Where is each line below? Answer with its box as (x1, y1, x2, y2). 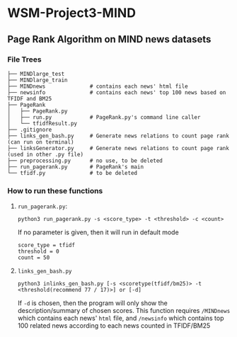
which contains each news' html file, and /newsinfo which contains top (17, 314, 224, 323)
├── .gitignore (7, 126, 52, 133)
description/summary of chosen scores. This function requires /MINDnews (17, 307, 231, 315)
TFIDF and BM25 (7, 95, 52, 102)
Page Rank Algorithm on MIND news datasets (7, 33, 212, 45)
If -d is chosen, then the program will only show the (17, 299, 168, 307)
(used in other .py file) (7, 151, 83, 158)
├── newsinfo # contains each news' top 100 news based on (7, 88, 226, 96)
